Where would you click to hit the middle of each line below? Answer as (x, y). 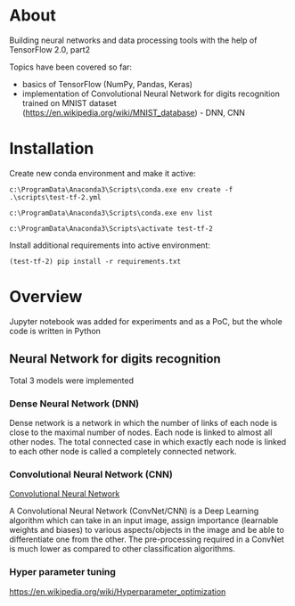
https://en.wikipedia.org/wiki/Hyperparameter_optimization (118, 591)
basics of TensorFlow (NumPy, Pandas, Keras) (107, 84)
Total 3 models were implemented (72, 381)
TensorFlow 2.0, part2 (50, 49)
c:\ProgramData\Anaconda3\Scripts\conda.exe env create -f (121, 189)
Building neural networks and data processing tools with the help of (133, 40)
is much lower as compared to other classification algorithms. (123, 549)
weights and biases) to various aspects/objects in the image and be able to (147, 530)
